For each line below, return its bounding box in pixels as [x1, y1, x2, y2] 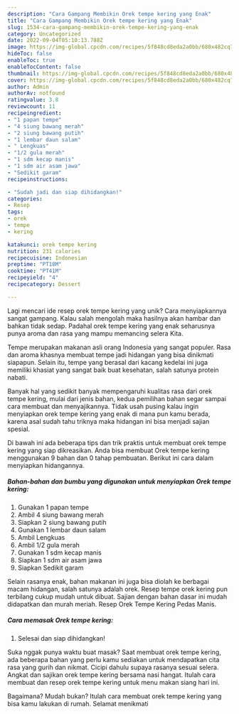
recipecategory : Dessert [7, 281, 81, 288]
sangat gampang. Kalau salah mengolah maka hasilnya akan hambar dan [7, 314, 221, 322]
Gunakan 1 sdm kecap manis [17, 548, 102, 557]
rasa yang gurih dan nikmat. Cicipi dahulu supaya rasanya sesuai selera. [7, 663, 219, 671]
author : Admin [7, 83, 50, 90]
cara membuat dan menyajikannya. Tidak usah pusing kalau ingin [7, 402, 199, 410]
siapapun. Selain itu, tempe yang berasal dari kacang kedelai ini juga [7, 358, 208, 366]
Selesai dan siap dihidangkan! [17, 634, 105, 642]
